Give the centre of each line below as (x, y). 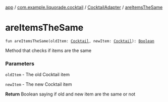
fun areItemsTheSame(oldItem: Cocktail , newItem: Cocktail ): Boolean (80, 41)
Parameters (20, 64)
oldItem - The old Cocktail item (37, 75)
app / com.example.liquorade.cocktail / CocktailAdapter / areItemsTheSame (84, 7)
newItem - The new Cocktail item (39, 84)
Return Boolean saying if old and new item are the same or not (70, 94)
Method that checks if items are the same (48, 50)
